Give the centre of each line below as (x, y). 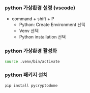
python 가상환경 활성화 (31, 51)
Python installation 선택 (42, 37)
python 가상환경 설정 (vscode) (40, 7)
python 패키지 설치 (26, 75)
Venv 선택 (29, 31)
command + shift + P (33, 19)
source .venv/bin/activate (32, 62)
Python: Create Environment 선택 (52, 25)
